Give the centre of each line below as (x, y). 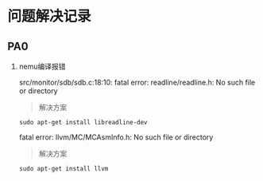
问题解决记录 (50, 16)
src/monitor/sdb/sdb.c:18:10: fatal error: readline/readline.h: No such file (137, 82)
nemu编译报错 (42, 66)
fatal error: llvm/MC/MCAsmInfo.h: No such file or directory (116, 137)
